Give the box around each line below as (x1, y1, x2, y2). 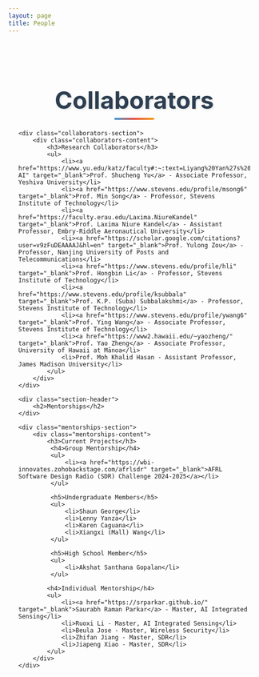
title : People (8, 19, 56, 27)
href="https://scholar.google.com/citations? (86, 234, 241, 242)
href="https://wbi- (90, 458, 155, 467)
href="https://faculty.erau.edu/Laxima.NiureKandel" (18, 213, 197, 221)
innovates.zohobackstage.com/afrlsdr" (18, 465, 148, 473)
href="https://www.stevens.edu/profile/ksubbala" (18, 290, 187, 298)
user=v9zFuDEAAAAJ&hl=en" (18, 241, 105, 249)
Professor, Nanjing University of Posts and (18, 248, 169, 256)
